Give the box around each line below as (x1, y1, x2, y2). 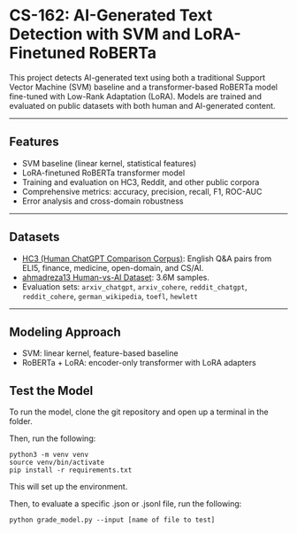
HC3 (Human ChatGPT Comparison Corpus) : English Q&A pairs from (21, 253, 272, 264)
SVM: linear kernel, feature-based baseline (21, 348, 179, 359)
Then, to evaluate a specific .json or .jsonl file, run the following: (9, 498, 242, 509)
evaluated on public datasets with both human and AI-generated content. (9, 100, 276, 111)
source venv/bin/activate (9, 458, 104, 467)
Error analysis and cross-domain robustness (21, 196, 184, 206)
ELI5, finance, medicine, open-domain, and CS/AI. (21, 262, 204, 273)
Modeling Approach (9, 324, 121, 339)
